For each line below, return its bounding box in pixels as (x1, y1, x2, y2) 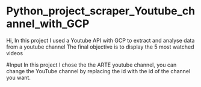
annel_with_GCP (6, 17, 90, 31)
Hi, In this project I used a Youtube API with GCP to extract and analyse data (6, 37, 195, 44)
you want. (6, 74, 31, 81)
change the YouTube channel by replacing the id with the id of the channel (6, 67, 191, 74)
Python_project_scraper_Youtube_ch (6, 4, 196, 18)
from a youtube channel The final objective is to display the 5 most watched (6, 43, 194, 50)
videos (6, 49, 23, 56)
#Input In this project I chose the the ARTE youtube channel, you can (6, 61, 177, 68)
